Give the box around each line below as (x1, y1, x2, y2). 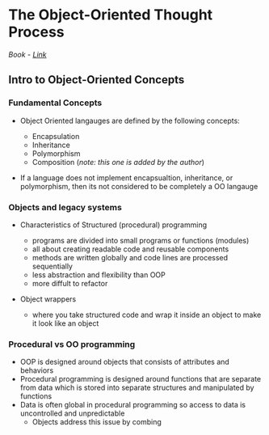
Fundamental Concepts (8, 97, 103, 108)
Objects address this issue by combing (32, 417, 162, 427)
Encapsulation (32, 131, 80, 141)
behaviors (19, 365, 54, 375)
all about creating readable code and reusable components (32, 244, 229, 254)
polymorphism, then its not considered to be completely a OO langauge (19, 181, 258, 191)
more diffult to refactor (32, 278, 108, 288)
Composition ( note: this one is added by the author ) (32, 157, 204, 167)
